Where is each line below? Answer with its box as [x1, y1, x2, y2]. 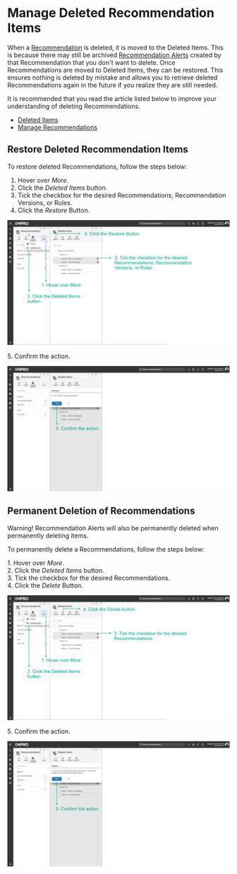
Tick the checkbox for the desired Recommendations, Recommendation [17, 190, 226, 199]
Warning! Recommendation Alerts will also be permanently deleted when [7, 523, 219, 532]
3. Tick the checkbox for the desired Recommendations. [7, 573, 171, 582]
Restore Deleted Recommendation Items [7, 143, 188, 156]
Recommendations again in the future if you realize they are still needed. [7, 80, 218, 89]
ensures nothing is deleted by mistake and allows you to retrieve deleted [7, 73, 218, 82]
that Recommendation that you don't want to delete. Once [7, 58, 176, 66]
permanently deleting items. [7, 531, 89, 540]
